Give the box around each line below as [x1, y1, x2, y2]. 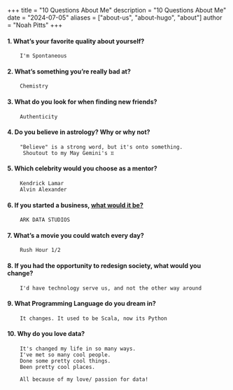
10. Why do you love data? [7, 330, 85, 338]
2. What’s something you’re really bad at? [7, 67, 132, 76]
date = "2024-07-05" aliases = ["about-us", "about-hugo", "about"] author [7, 13, 223, 22]
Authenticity [20, 113, 58, 120]
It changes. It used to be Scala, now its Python [20, 315, 168, 322]
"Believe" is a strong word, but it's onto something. [20, 143, 183, 150]
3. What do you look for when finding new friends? [7, 97, 157, 106]
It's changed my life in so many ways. [20, 345, 136, 353]
